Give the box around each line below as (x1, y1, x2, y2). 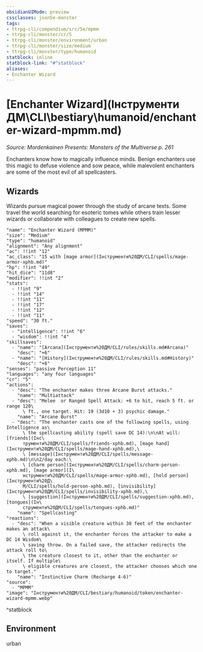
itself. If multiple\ (6, 558, 61, 564)
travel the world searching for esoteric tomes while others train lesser (6, 209, 181, 216)
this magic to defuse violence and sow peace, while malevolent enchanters (6, 162, 194, 170)
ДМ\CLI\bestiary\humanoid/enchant (6, 110, 196, 124)
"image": (6, 590, 29, 596)
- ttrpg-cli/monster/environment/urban (6, 37, 108, 43)
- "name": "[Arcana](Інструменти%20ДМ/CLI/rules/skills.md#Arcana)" (12, 345, 189, 351)
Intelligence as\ (6, 425, 50, 431)
